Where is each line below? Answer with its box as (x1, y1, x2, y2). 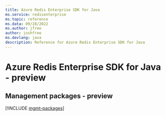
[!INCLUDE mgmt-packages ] (5, 105, 64, 111)
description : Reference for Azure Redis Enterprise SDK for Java (5, 40, 145, 45)
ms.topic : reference (5, 16, 49, 21)
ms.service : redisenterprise (5, 12, 66, 17)
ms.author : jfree (5, 26, 42, 31)
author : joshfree (5, 30, 42, 35)
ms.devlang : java (5, 35, 42, 40)
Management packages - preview (5, 92, 113, 100)
